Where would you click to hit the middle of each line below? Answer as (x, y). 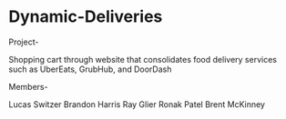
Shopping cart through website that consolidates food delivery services (143, 59)
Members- (28, 86)
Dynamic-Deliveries (86, 17)
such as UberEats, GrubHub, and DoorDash (90, 69)
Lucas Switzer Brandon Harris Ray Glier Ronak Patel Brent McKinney (137, 104)
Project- (24, 42)
